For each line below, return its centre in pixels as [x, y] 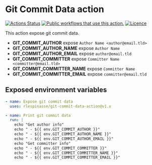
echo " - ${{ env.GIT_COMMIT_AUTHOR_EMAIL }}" [64, 139]
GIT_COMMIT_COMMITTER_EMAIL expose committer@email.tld [80, 74]
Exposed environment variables [56, 90]
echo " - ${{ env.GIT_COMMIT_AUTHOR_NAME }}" [63, 134]
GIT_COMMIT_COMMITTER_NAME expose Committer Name [74, 69]
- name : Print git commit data [38, 115]
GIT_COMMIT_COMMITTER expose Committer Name [66, 59]
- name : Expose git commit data [39, 101]
